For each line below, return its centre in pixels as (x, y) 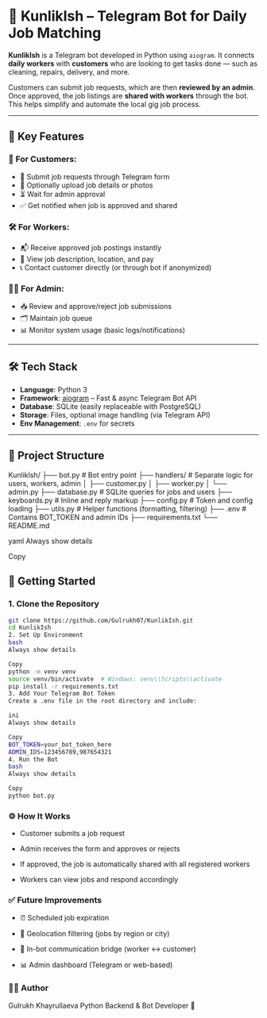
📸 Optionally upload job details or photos (86, 185)
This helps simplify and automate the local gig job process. (104, 104)
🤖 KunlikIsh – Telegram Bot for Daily (128, 16)
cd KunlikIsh (30, 628)
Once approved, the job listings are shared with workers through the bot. (128, 95)
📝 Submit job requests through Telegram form (95, 176)
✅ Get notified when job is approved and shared (99, 205)
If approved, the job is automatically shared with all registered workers (135, 864)
